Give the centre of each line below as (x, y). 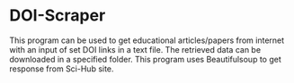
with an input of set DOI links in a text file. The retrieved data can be (135, 49)
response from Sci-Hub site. (62, 69)
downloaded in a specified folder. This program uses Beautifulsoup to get (145, 59)
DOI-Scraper (58, 16)
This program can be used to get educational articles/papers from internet (147, 40)
